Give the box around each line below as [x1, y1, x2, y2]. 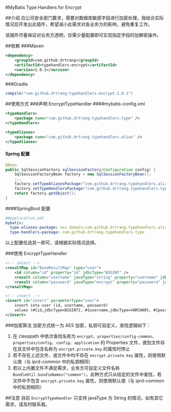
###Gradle [5, 81, 28, 87]
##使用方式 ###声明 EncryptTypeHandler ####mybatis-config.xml [5, 101, 145, 107]
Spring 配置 [5, 151, 30, 157]
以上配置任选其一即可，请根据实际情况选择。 [5, 239, 99, 246]
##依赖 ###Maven [5, 43, 44, 49]
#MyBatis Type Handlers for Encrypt [5, 5, 82, 10]
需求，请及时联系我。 [5, 401, 50, 407]
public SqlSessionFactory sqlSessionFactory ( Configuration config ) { [5, 167, 156, 172]
